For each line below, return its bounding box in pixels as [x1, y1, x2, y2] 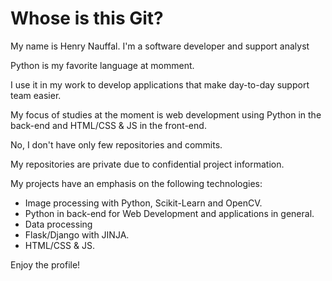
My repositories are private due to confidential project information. [10, 158, 285, 170]
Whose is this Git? [10, 7, 164, 30]
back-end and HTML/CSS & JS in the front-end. [10, 119, 207, 131]
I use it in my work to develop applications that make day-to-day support [10, 78, 310, 91]
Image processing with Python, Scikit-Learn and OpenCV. [24, 197, 263, 209]
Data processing [24, 218, 93, 230]
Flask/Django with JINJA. [24, 228, 130, 241]
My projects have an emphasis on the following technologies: [10, 177, 263, 189]
